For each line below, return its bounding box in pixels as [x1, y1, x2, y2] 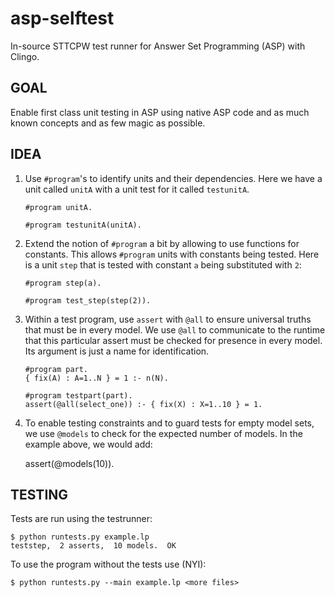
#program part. [24, 364, 89, 374]
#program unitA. [24, 202, 93, 212]
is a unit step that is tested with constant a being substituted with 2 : [24, 258, 302, 271]
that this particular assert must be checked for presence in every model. [24, 334, 323, 346]
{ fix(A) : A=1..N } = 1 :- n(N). [24, 373, 169, 383]
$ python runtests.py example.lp [10, 532, 150, 542]
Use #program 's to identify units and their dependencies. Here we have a [24, 172, 323, 184]
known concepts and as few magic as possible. [10, 117, 206, 129]
